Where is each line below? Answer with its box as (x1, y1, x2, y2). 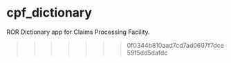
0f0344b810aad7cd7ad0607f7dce (127, 41, 224, 49)
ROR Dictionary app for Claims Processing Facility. (6, 28, 150, 36)
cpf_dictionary (6, 5, 93, 21)
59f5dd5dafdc (127, 48, 168, 57)
